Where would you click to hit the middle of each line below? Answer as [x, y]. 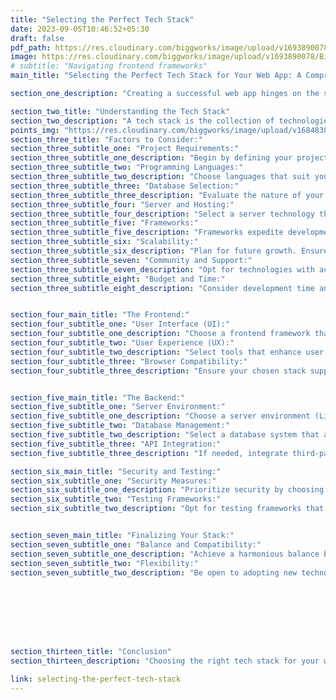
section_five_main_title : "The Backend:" [98, 397]
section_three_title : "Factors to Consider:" [106, 139]
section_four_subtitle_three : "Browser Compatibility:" [129, 361]
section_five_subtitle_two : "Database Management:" [120, 426]
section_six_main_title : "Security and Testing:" [116, 471]
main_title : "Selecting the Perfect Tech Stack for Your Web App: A [156, 76]
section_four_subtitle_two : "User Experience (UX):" [122, 343]
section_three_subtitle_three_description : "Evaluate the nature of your [167, 195]
